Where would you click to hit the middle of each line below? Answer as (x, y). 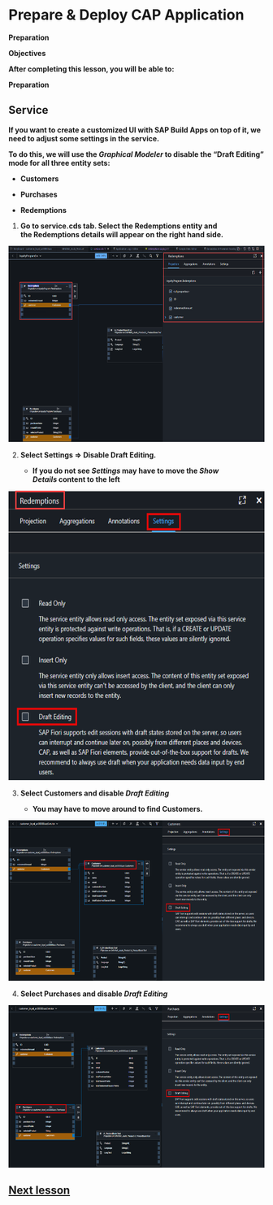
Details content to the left (76, 479)
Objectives (27, 53)
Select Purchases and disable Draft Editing (94, 994)
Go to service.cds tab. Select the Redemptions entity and (119, 226)
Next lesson (39, 1190)
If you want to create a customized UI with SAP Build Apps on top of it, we (135, 130)
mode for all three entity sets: (59, 163)
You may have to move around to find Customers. (117, 809)
